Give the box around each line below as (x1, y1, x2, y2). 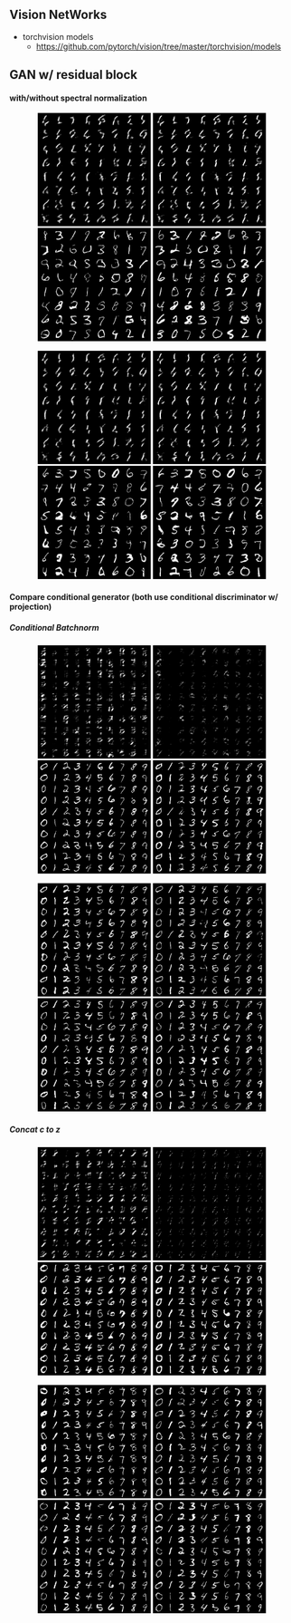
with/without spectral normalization (9, 92, 147, 103)
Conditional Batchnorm (9, 622, 99, 633)
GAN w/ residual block (9, 67, 138, 82)
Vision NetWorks (9, 7, 108, 23)
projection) (9, 602, 52, 612)
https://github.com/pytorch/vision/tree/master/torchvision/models (35, 41, 282, 52)
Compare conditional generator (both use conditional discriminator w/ (9, 592, 278, 602)
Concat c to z (9, 1124, 61, 1135)
